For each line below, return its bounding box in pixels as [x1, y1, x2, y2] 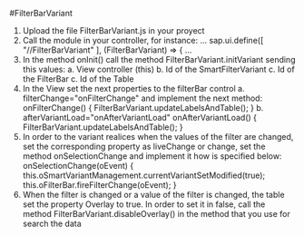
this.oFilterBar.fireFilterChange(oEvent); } [22, 180, 177, 190]
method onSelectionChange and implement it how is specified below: [22, 151, 282, 162]
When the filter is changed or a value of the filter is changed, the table [22, 190, 285, 200]
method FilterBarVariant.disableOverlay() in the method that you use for [22, 209, 290, 219]
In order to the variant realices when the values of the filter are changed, [22, 132, 294, 142]
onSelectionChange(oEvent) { [22, 161, 134, 171]
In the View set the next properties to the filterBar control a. [22, 84, 245, 93]
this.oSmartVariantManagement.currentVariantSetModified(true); [22, 170, 266, 181]
